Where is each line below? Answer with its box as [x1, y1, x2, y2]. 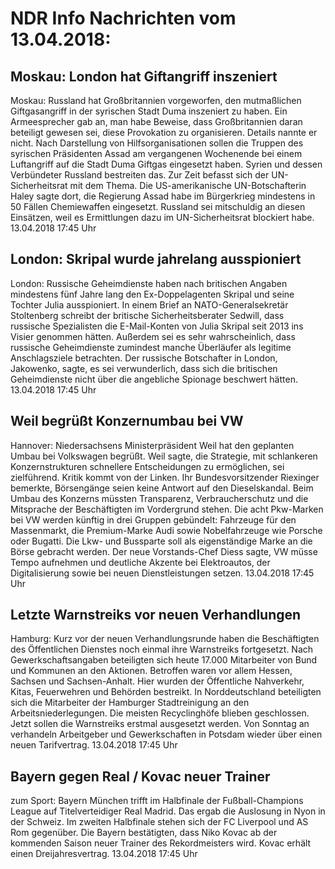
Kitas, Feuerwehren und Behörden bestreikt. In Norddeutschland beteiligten [10, 686, 322, 698]
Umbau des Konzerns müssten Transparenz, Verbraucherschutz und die [10, 492, 309, 504]
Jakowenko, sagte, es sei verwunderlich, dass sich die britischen [10, 362, 278, 374]
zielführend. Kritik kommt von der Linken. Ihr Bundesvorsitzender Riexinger [10, 471, 320, 483]
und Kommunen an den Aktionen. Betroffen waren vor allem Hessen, [10, 665, 293, 677]
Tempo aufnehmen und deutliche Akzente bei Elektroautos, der [10, 556, 271, 568]
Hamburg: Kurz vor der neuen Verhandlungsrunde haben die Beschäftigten [10, 633, 320, 645]
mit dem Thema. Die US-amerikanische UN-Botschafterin [69, 180, 307, 191]
